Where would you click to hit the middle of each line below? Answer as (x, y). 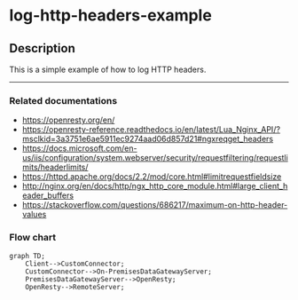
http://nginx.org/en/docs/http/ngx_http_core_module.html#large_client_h (155, 186)
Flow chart (32, 238)
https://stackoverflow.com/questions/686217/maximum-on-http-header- (155, 205)
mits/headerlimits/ (55, 167)
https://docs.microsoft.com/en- (79, 148)
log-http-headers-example (111, 16)
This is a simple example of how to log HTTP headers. (108, 69)
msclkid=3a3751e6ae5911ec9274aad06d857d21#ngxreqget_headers (147, 139)
